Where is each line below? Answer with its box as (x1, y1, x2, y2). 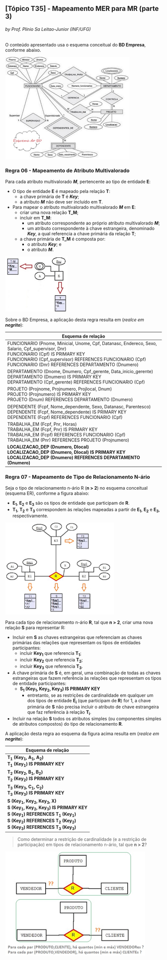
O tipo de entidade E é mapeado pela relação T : (12, 188, 110, 194)
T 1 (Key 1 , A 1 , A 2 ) (7, 754, 44, 762)
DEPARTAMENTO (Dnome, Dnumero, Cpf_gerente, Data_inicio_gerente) (7, 369, 153, 374)
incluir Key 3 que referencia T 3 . (19, 663, 83, 670)
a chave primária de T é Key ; (19, 193, 80, 199)
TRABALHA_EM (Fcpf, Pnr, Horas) (7, 421, 77, 427)
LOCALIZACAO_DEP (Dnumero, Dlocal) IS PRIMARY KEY (7, 449, 126, 455)
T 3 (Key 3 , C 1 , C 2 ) (7, 783, 44, 790)
